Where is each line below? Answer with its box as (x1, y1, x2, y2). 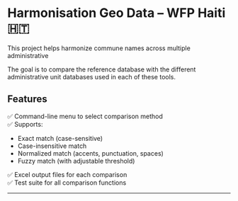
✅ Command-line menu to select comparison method (7, 112, 163, 120)
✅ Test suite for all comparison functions (7, 178, 127, 187)
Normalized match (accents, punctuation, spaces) (17, 149, 164, 157)
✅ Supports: (7, 120, 43, 128)
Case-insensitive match (17, 142, 87, 150)
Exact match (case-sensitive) (17, 134, 103, 142)
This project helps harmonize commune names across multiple (7, 44, 191, 52)
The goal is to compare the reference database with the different (7, 65, 196, 74)
